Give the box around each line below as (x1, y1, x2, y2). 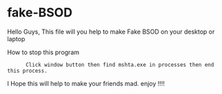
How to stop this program (7, 48, 80, 56)
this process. (7, 67, 48, 74)
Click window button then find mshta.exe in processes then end (25, 61, 214, 68)
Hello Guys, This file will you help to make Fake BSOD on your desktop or (7, 27, 215, 36)
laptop (7, 34, 26, 43)
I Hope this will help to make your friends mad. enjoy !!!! (7, 79, 165, 87)
